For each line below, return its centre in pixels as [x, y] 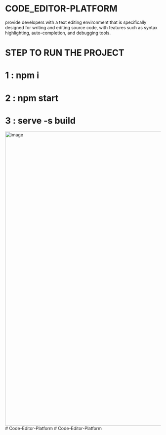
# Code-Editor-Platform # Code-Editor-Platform [54, 429]
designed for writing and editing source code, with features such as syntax [81, 27]
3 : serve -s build [40, 120]
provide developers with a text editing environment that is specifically [76, 22]
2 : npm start [32, 98]
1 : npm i [22, 75]
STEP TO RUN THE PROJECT [65, 53]
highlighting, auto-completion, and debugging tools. [58, 33]
